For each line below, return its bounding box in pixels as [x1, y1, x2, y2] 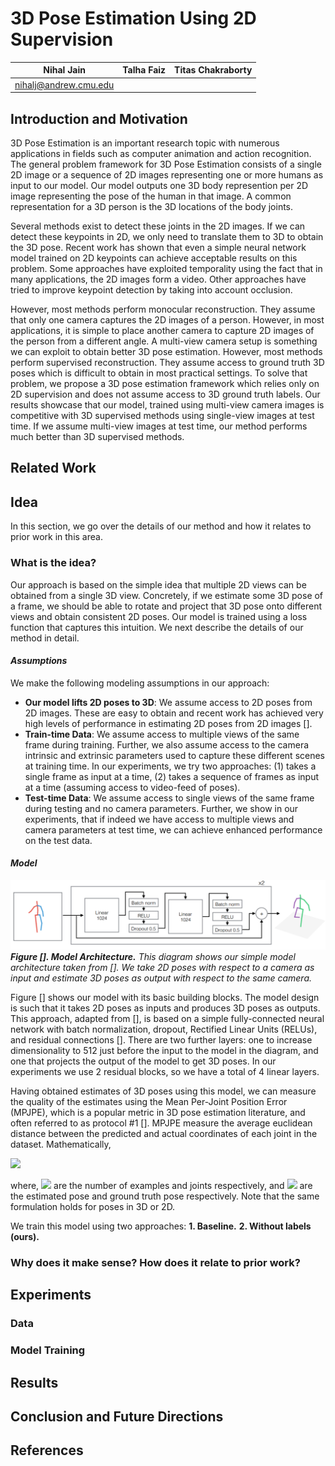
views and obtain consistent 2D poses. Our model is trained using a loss [10, 610, 308, 622]
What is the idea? [10, 556, 97, 570]
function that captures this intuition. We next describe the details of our [10, 621, 304, 633]
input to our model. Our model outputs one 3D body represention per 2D [10, 180, 309, 191]
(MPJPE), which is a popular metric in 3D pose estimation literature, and [10, 1107, 306, 1119]
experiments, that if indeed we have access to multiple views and [24, 813, 295, 825]
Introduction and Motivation [10, 110, 188, 127]
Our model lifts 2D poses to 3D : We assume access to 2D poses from [24, 696, 313, 708]
